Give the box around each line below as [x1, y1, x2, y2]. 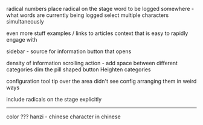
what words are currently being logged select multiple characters [6, 11, 169, 19]
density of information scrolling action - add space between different [6, 60, 178, 66]
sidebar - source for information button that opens [6, 48, 132, 55]
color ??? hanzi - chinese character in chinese [6, 113, 121, 120]
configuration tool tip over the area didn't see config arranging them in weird [6, 78, 197, 85]
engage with [6, 36, 37, 43]
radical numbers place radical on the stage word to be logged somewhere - [6, 5, 195, 12]
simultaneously [6, 18, 44, 25]
